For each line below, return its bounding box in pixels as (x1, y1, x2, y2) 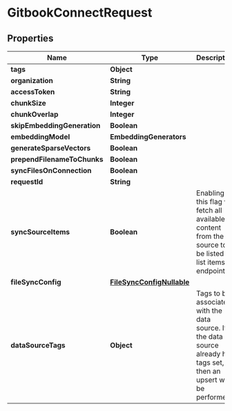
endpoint (196, 266, 226, 275)
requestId (10, 177, 43, 186)
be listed (196, 249, 224, 258)
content (196, 223, 222, 232)
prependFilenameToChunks (10, 154, 104, 164)
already (196, 349, 221, 358)
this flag (196, 197, 222, 206)
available (196, 214, 226, 223)
